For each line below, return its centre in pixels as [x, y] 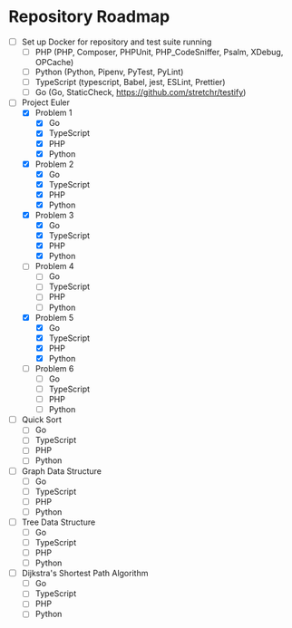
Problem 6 [54, 368]
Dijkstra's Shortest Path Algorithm [85, 574]
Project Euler [45, 102]
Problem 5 [54, 317]
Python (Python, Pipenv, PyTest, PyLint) [109, 72]
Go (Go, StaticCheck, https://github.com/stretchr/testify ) [141, 92]
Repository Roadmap [89, 17]
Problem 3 [54, 215]
